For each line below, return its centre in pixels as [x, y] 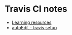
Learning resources [32, 22]
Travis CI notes [36, 9]
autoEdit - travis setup [34, 27]
